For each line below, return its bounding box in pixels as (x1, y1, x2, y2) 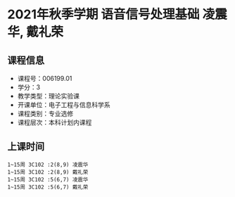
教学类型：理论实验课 (17, 92, 80, 100)
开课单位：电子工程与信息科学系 (17, 101, 110, 109)
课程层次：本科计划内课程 (17, 118, 92, 127)
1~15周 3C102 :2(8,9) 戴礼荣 (7, 168, 89, 176)
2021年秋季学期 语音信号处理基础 (7, 6, 200, 23)
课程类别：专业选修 (17, 110, 74, 117)
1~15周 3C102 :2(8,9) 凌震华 (7, 161, 89, 168)
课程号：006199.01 (17, 75, 72, 82)
